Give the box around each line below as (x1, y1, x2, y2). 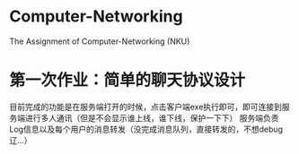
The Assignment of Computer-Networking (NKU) (9, 36, 190, 47)
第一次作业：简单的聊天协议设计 (9, 70, 246, 90)
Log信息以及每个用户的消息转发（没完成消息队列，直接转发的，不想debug (9, 124, 284, 134)
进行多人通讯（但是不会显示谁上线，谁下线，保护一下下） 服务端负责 (24, 112, 279, 123)
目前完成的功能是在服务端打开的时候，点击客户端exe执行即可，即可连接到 (9, 101, 283, 112)
